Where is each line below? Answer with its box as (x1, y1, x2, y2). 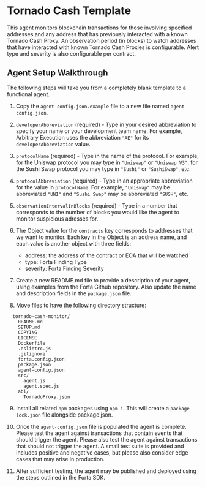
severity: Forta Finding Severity (24, 265, 104, 272)
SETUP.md (18, 324, 40, 330)
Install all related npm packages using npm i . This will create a (15, 404, 170, 412)
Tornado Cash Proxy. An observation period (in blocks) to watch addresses (7, 37, 196, 44)
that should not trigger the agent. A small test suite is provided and (15, 442, 184, 450)
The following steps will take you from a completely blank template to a (7, 84, 186, 91)
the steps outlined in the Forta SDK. (15, 474, 106, 481)
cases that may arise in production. (15, 455, 105, 462)
